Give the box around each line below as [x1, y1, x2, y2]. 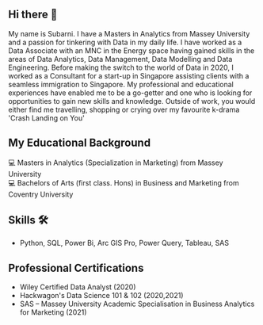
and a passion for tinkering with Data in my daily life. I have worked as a [8, 37, 242, 47]
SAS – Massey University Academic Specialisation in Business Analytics [19, 299, 255, 309]
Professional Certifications [8, 261, 144, 274]
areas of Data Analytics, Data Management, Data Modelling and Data [8, 54, 233, 63]
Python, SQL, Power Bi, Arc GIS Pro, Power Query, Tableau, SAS [19, 239, 230, 248]
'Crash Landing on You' [8, 113, 85, 123]
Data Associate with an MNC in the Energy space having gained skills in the [8, 45, 255, 55]
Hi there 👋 [8, 8, 58, 21]
